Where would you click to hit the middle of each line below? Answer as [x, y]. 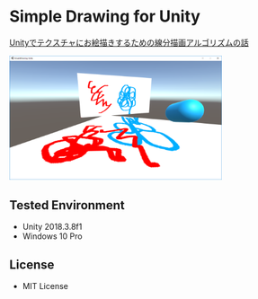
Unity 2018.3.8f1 [52, 227]
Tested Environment [67, 205]
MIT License [45, 286]
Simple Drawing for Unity [105, 17]
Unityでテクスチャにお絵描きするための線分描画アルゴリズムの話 [129, 42]
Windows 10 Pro [52, 236]
